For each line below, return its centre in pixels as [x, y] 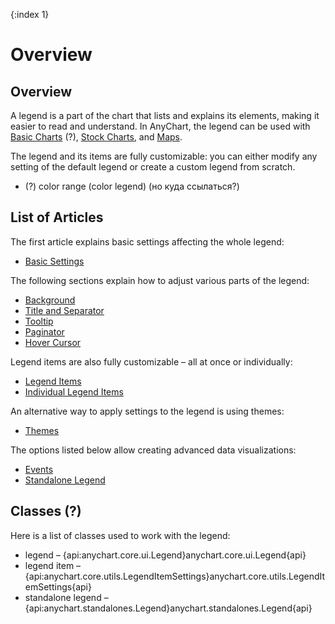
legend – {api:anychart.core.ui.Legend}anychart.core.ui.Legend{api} [165, 555]
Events [39, 469]
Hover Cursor [53, 342]
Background [50, 300]
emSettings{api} [58, 586]
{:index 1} [30, 14]
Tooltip [39, 321]
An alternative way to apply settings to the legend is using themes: [147, 411]
